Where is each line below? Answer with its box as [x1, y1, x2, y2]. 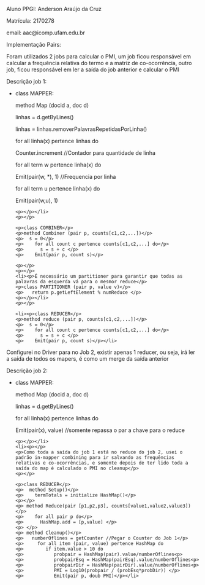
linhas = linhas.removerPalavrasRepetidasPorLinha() [15, 125, 147, 133]
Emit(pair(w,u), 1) [15, 197, 58, 204]
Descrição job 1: [6, 78, 47, 85]
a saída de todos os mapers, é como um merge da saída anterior [6, 355, 170, 362]
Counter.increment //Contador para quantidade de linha [15, 149, 156, 156]
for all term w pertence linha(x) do [15, 161, 102, 168]
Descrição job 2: [6, 367, 48, 374]
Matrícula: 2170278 [6, 17, 55, 24]
